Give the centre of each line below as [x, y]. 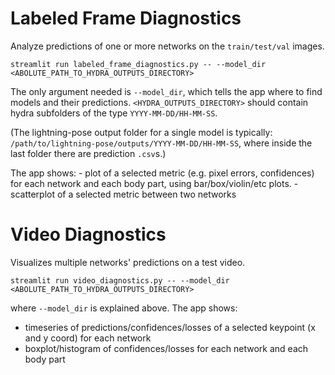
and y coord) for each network [88, 338]
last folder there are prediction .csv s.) [88, 153]
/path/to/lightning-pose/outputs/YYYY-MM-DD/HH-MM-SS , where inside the [161, 143]
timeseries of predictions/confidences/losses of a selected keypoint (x [170, 327]
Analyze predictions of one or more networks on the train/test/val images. [167, 46]
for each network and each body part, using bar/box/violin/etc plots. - [154, 183]
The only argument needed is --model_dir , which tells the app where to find [166, 91]
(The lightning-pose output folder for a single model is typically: [141, 132]
